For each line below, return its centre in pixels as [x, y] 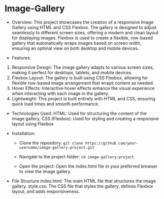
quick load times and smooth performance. [55, 104]
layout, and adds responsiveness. [46, 191]
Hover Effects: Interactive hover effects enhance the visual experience [83, 88]
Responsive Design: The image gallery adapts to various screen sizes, [83, 67]
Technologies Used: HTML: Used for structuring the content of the [79, 113]
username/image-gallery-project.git [57, 147]
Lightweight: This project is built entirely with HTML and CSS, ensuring [83, 98]
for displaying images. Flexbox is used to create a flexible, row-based [82, 38]
